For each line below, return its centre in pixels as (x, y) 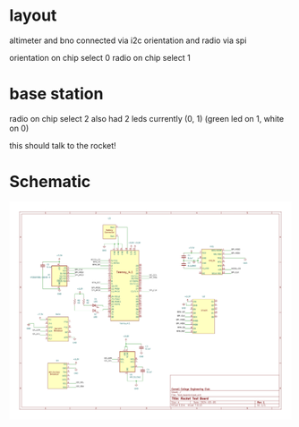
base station (56, 94)
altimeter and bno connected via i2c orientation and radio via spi (128, 40)
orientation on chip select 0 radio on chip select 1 (100, 57)
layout (33, 16)
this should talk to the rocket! (63, 145)
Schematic (50, 182)
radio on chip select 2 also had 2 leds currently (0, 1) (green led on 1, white (147, 118)
